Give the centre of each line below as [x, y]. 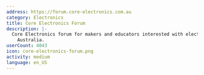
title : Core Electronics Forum [46, 23]
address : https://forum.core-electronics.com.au [69, 12]
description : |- [27, 29]
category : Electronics [35, 18]
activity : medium [28, 57]
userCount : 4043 [27, 46]
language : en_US [27, 62]
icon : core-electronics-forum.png [50, 51]
